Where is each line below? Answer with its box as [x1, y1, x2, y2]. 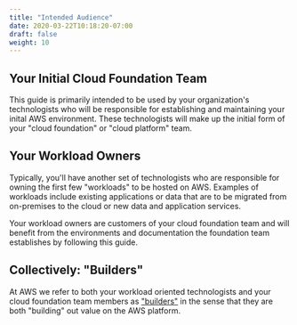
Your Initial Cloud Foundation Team [9, 70, 207, 85]
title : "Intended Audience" [9, 12, 114, 22]
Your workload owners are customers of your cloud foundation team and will [9, 217, 290, 228]
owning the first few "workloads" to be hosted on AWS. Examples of [9, 182, 260, 192]
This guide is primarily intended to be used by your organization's [9, 94, 250, 105]
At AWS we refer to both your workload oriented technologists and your [9, 286, 271, 297]
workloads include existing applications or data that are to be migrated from [9, 191, 287, 201]
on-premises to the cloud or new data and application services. [9, 200, 242, 211]
